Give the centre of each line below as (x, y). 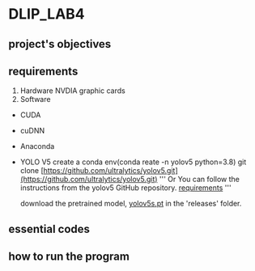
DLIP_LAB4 (47, 14)
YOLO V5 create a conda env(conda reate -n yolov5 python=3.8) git (133, 162)
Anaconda (37, 146)
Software (35, 100)
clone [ (32, 171)
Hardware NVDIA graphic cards (72, 91)
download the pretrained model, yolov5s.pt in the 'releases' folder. (131, 204)
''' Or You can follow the (200, 180)
